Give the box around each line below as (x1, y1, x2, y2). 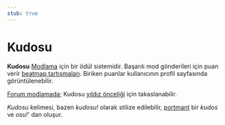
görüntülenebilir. (7, 77, 54, 85)
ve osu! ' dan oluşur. (7, 110, 63, 118)
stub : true (7, 10, 38, 17)
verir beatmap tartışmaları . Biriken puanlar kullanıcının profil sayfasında (7, 69, 208, 77)
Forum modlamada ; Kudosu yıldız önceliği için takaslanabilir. (7, 89, 177, 98)
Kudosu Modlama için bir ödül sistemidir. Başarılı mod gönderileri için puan (7, 62, 219, 70)
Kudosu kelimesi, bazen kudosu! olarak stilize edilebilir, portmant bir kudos (7, 103, 218, 111)
